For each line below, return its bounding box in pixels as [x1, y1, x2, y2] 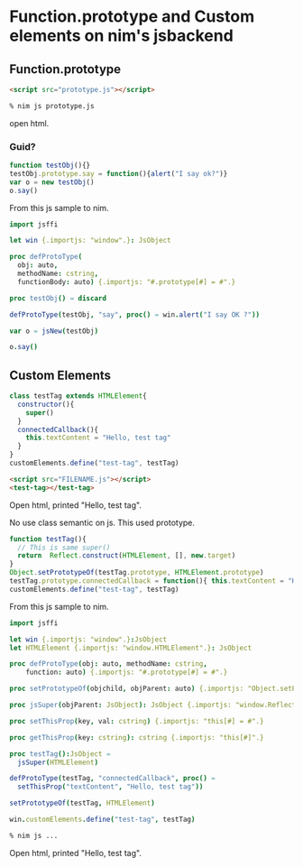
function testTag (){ [9, 534, 87, 543]
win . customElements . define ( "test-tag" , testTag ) [9, 815, 196, 825]
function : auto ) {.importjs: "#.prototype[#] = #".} [25, 668, 228, 678]
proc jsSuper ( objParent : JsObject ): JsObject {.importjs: [9, 701, 232, 710]
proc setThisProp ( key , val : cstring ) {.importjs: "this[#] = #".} [9, 716, 264, 725]
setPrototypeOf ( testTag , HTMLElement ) [9, 798, 155, 808]
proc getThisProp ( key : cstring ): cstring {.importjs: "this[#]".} [9, 733, 264, 742]
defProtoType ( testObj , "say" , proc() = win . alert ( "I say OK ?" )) [9, 309, 260, 319]
